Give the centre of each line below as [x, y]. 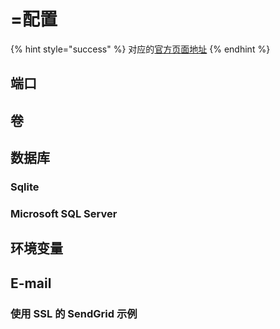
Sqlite [25, 187]
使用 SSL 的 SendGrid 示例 [74, 313]
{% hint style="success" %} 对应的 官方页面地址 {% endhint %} [140, 49]
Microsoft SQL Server [64, 213]
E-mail [31, 283]
